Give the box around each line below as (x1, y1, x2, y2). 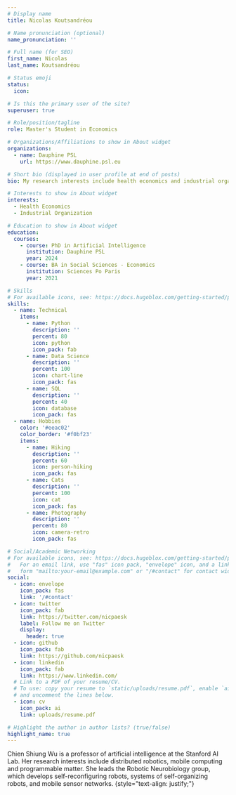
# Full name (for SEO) (7, 48, 74, 56)
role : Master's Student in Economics (7, 126, 118, 133)
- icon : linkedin (13, 659, 65, 666)
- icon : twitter (13, 600, 61, 607)
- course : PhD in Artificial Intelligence (20, 242, 146, 249)
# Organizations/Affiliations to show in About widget (7, 138, 171, 146)
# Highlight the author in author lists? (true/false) (7, 724, 171, 731)
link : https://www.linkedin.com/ (20, 672, 118, 679)
